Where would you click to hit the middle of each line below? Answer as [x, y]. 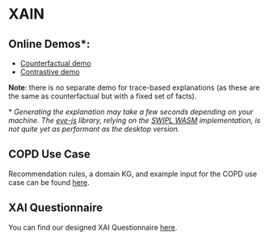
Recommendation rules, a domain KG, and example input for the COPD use [133, 174]
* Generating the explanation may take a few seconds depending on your [131, 112]
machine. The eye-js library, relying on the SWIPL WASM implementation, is [134, 120]
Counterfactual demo [55, 63]
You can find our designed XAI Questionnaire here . [93, 227]
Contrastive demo [50, 72]
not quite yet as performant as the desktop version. [94, 129]
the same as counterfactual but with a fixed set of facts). [103, 96]
